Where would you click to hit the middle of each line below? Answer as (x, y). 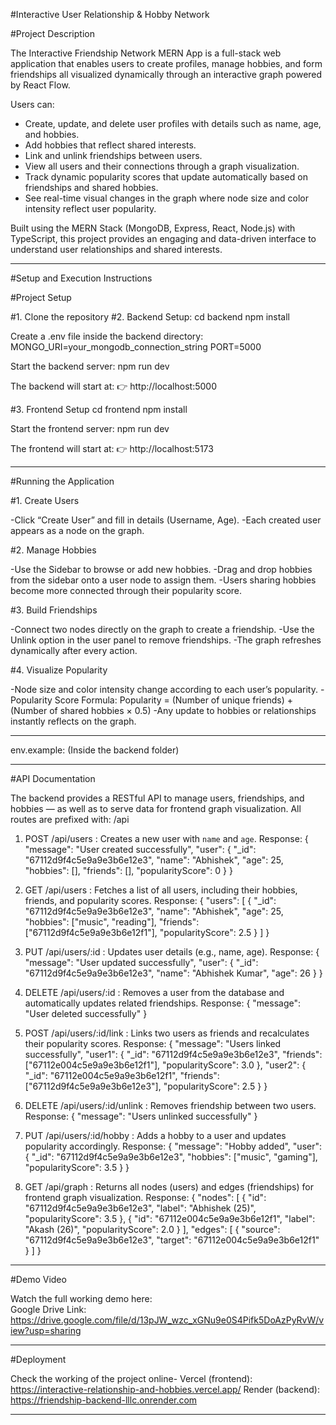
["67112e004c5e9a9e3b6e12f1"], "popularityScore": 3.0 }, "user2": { (165, 1065)
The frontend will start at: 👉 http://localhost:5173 (112, 448)
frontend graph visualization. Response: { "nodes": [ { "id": (145, 1197)
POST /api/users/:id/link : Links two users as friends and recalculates (167, 1033)
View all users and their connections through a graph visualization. (162, 166)
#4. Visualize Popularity (59, 670)
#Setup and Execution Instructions (81, 278)
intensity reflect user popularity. (90, 208)
